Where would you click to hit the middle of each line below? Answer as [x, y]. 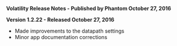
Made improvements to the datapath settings [69, 31]
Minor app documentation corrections [61, 37]
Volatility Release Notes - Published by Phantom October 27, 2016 [89, 8]
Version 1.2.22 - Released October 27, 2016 [60, 20]
